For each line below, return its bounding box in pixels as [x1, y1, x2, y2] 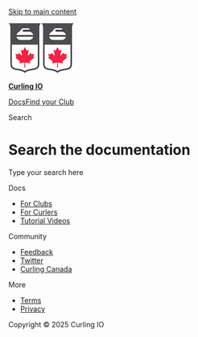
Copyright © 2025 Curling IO [8, 319, 105, 329]
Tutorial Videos [19, 215, 71, 225]
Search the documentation [8, 141, 191, 160]
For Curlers [19, 207, 58, 217]
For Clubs [19, 198, 52, 208]
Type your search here [8, 167, 84, 177]
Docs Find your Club [8, 97, 75, 106]
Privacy [19, 304, 46, 314]
